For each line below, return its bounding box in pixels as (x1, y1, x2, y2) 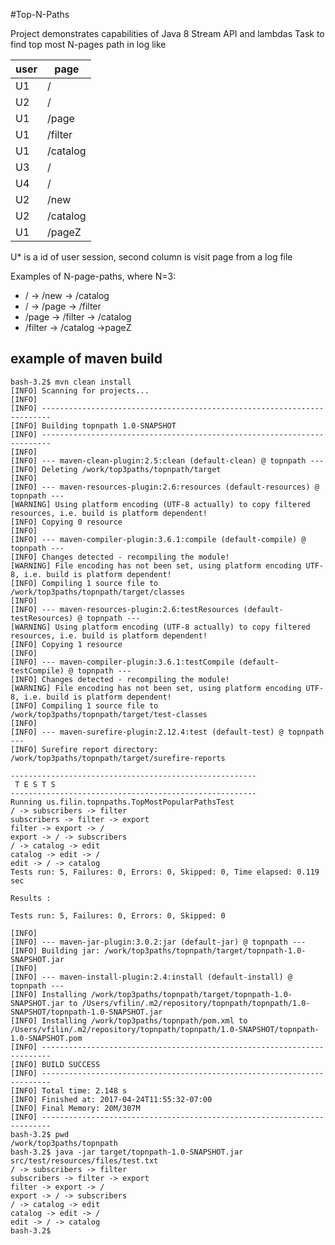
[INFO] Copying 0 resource (10, 517, 123, 527)
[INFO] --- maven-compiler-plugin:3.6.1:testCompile (10, 657, 235, 667)
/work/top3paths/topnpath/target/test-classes (10, 709, 208, 719)
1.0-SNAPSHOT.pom (10, 1033, 83, 1043)
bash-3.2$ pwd (10, 1129, 70, 1139)
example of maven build (10, 350, 163, 368)
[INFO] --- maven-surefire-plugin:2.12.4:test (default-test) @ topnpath (10, 727, 325, 737)
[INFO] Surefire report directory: (10, 744, 159, 754)
